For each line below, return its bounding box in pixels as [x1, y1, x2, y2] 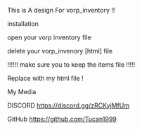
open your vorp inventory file [7, 33, 91, 41]
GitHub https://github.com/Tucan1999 [7, 115, 117, 123]
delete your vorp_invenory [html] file [7, 47, 113, 55]
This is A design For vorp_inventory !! [7, 6, 115, 14]
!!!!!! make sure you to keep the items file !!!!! [7, 60, 136, 69]
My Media [7, 88, 37, 96]
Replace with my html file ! [7, 74, 84, 82]
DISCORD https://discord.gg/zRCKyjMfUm [7, 101, 130, 110]
